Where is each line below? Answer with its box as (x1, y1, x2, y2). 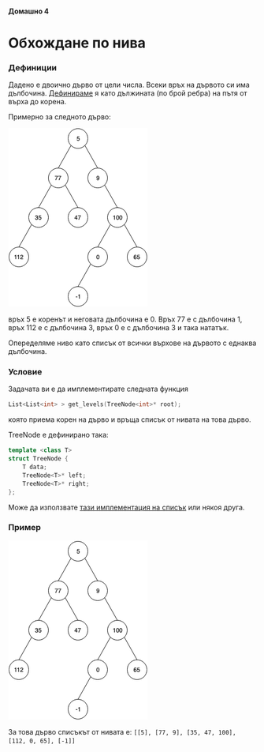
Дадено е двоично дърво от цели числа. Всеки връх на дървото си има (8, 80, 250, 90)
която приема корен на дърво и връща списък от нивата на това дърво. (8, 415, 251, 424)
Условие (8, 367, 43, 377)
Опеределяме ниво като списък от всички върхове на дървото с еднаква (8, 338, 257, 348)
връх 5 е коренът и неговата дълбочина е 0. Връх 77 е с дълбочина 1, (8, 314, 243, 324)
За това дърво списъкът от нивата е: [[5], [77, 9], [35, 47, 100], (8, 727, 236, 736)
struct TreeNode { (8, 455, 69, 463)
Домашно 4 (8, 6, 50, 16)
